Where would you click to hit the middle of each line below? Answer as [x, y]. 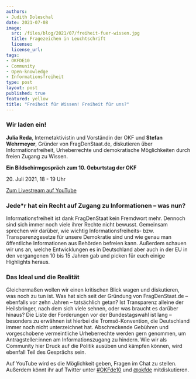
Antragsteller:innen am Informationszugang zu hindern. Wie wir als [87, 340]
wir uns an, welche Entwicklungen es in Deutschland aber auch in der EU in [97, 249]
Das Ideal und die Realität [43, 278]
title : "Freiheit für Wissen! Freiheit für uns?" [68, 104]
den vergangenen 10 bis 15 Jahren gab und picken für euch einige [86, 256]
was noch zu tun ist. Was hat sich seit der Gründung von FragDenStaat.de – [97, 296]
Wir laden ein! [26, 125]
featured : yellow [27, 99]
